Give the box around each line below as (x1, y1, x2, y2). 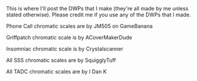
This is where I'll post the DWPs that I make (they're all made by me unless (6, 5, 189, 12)
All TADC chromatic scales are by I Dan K (6, 68, 107, 75)
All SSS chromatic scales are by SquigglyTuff (6, 57, 116, 63)
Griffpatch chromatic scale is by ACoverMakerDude (6, 34, 132, 41)
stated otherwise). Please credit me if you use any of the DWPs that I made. (6, 11, 191, 18)
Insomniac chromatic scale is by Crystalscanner (6, 45, 123, 52)
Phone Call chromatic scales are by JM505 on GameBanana (6, 23, 153, 29)
